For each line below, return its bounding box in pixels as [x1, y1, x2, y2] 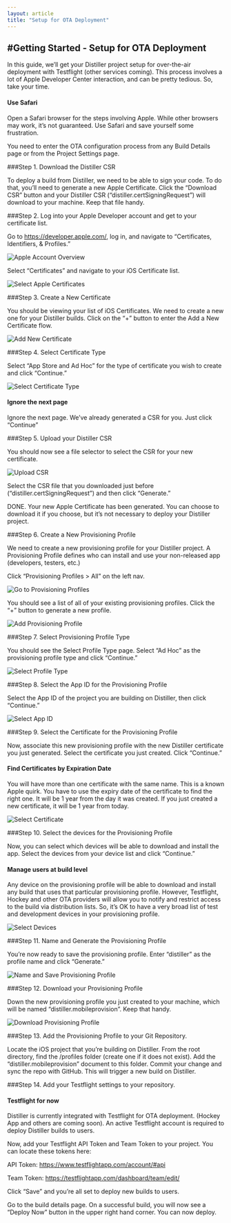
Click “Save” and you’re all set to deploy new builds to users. [7, 1187, 180, 1196]
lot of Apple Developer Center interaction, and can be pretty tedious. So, [7, 75, 213, 84]
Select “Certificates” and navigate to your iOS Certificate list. [7, 266, 180, 274]
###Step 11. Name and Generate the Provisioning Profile [7, 937, 167, 945]
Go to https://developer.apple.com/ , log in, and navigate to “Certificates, [7, 232, 212, 241]
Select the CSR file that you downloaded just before [7, 481, 154, 489]
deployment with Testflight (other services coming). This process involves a [7, 68, 223, 76]
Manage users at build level [7, 865, 88, 873]
